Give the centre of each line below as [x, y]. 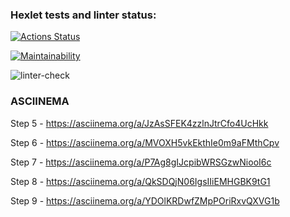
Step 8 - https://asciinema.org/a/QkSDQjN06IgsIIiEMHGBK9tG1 [140, 181]
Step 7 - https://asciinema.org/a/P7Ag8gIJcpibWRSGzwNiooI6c [141, 162]
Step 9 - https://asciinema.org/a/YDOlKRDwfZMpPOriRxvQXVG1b [145, 200]
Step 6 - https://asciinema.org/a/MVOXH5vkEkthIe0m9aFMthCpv [145, 142]
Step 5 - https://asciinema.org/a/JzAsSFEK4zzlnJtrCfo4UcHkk [139, 123]
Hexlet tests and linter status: [83, 15]
